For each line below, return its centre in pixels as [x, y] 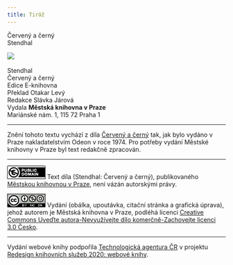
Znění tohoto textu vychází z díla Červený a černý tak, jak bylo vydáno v [110, 135]
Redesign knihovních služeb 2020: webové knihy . [78, 254]
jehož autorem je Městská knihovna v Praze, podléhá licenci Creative [106, 212]
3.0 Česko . [23, 227]
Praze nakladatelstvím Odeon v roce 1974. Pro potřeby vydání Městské [108, 142]
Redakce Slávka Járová [41, 100]
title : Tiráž [26, 15]
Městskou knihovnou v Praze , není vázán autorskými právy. [92, 184]
